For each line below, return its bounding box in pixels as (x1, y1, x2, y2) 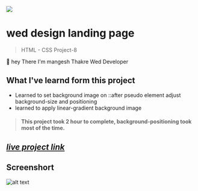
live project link (6, 142, 65, 152)
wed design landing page (6, 27, 135, 40)
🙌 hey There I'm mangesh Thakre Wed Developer (6, 58, 128, 65)
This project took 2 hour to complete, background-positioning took (20, 118, 192, 125)
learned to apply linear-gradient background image (14, 104, 142, 111)
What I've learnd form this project (6, 75, 135, 86)
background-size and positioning (14, 98, 97, 105)
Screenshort (6, 163, 54, 173)
